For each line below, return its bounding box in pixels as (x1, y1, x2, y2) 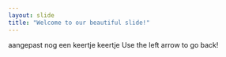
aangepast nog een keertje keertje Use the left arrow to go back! (8, 40, 219, 49)
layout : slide (8, 11, 55, 20)
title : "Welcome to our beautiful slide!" (8, 19, 150, 27)
